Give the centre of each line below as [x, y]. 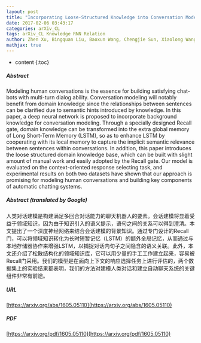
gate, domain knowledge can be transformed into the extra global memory [98, 129]
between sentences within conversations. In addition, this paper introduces [99, 148]
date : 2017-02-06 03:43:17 [40, 23]
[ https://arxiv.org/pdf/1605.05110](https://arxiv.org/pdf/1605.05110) [89, 333]
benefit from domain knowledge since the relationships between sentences [99, 104]
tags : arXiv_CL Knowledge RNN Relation [56, 34]
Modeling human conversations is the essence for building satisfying [91, 91]
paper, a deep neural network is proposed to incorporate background [92, 116]
